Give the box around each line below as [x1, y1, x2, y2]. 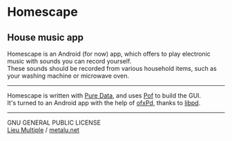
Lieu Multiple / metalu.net [7, 126, 79, 134]
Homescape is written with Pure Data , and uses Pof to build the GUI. [7, 91, 202, 100]
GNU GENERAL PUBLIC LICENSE [7, 118, 101, 127]
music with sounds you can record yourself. [7, 57, 132, 65]
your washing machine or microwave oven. [7, 72, 130, 80]
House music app [7, 32, 84, 43]
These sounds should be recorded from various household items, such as [7, 65, 217, 72]
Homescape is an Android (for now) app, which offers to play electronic [7, 50, 211, 58]
